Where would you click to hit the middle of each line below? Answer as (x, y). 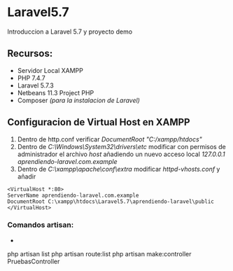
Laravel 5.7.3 (35, 85)
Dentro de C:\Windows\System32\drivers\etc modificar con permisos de (121, 146)
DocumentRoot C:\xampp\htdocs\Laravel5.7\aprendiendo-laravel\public (111, 201)
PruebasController (34, 261)
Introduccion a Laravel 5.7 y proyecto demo (70, 32)
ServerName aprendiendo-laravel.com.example (73, 195)
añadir (27, 176)
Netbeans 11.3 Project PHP (56, 92)
